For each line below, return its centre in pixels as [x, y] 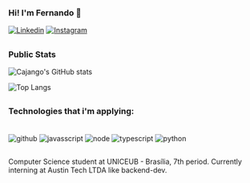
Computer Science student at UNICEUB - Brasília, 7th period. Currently [125, 161]
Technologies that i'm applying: [71, 112]
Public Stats [32, 54]
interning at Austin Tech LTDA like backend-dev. [88, 170]
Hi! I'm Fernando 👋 [45, 13]
